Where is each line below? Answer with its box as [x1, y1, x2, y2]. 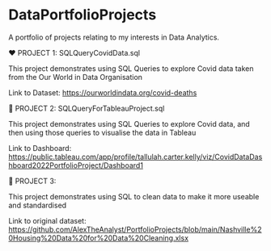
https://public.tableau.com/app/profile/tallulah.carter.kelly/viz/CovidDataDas [8, 152, 263, 161]
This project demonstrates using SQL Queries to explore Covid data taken [8, 63, 254, 73]
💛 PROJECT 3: [8, 176, 57, 186]
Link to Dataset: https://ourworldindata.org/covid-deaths [8, 87, 197, 98]
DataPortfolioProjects [8, 6, 157, 24]
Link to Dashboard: [8, 143, 72, 153]
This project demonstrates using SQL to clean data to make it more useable [8, 191, 260, 201]
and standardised [8, 200, 67, 210]
